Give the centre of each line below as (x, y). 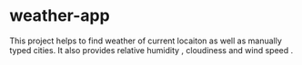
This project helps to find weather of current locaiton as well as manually (146, 41)
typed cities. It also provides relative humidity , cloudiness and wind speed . (151, 50)
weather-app (60, 16)
